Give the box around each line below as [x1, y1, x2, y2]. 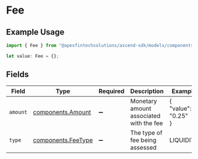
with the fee [130, 119, 163, 127]
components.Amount [33, 108, 91, 116]
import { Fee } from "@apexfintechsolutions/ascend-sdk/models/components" [6, 42, 196, 48]
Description [130, 87, 164, 95]
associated [130, 111, 161, 120]
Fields [6, 69, 29, 79]
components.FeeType [33, 136, 93, 144]
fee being [130, 136, 157, 144]
